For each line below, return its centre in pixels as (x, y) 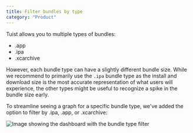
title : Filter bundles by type (44, 12)
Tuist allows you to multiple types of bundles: (61, 34)
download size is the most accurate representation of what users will (89, 82)
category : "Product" (31, 17)
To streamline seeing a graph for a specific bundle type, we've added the (95, 106)
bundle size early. (27, 95)
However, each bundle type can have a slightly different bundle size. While (96, 69)
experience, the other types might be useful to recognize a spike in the (92, 88)
